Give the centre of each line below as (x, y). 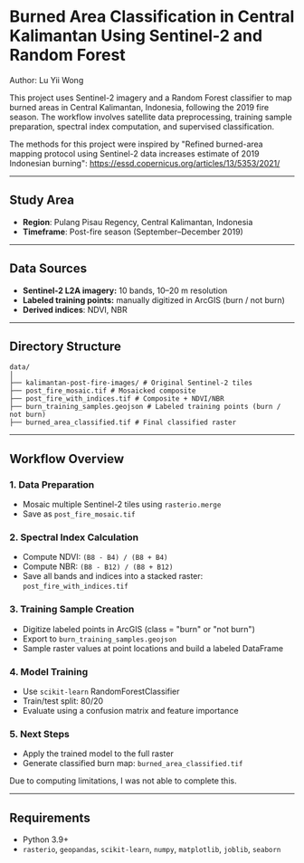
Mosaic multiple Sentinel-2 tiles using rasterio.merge (122, 505)
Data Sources (48, 269)
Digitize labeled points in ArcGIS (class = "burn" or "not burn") (138, 629)
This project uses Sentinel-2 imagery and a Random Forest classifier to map (151, 98)
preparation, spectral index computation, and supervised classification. (142, 126)
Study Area (42, 200)
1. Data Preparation (52, 484)
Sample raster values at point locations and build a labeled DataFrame (152, 648)
